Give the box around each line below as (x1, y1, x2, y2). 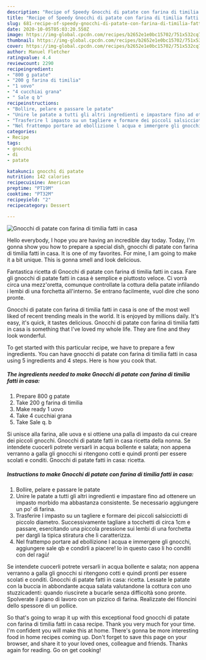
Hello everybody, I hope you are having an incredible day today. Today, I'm (7, 237, 195, 244)
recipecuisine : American (7, 180, 70, 186)
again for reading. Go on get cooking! (7, 647, 101, 654)
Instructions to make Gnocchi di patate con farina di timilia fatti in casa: (7, 471, 194, 478)
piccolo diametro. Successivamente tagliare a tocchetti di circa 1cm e (15, 518, 191, 526)
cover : (7, 44, 24, 50)
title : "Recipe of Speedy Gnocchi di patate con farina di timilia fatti (7, 15, 199, 21)
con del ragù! (15, 551, 50, 558)
